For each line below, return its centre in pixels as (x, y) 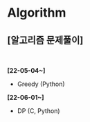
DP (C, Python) (38, 111)
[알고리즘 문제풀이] (45, 40)
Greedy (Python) (41, 84)
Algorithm (37, 13)
